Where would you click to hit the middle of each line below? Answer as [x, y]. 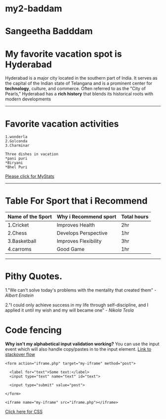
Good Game [71, 249]
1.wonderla [16, 137]
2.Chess [17, 233]
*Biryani [14, 163]
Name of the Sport [30, 217]
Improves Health [76, 225]
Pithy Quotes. [34, 276]
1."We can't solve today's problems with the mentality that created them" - [81, 290]
